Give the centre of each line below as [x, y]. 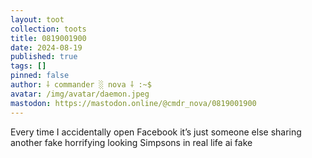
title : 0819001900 [48, 38]
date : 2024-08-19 [46, 47]
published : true [44, 57]
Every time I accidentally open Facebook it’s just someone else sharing [156, 132]
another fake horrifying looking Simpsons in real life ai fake [131, 142]
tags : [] [28, 66]
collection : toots [48, 29]
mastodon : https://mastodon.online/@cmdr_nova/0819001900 [133, 103]
